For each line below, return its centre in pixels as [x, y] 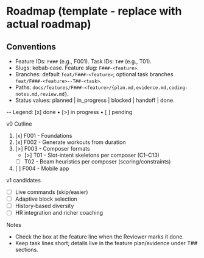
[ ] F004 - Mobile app [42, 168]
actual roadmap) [49, 24]
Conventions [31, 47]
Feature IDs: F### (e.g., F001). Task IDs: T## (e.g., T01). [83, 61]
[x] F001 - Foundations [44, 136]
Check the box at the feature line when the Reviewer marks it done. [100, 237]
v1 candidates [24, 181]
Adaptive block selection [46, 199]
